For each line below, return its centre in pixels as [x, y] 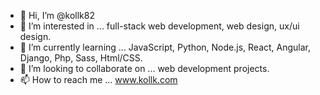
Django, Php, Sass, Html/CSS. [81, 58]
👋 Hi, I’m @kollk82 [57, 15]
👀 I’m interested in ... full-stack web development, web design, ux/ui [159, 26]
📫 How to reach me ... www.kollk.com [98, 79]
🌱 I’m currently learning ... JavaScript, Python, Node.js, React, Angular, [165, 47]
